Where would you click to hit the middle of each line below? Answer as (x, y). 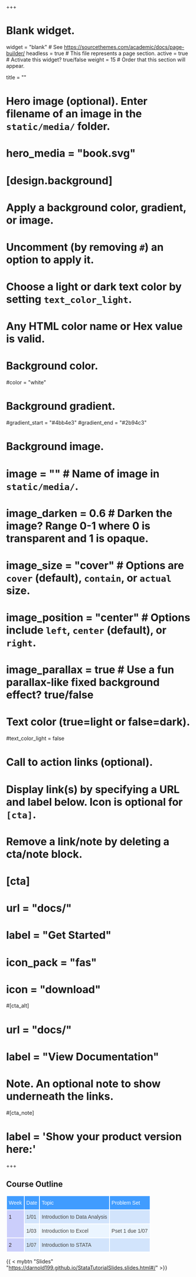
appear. (15, 66)
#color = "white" (26, 383)
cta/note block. (44, 854)
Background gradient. (61, 406)
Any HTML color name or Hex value (94, 326)
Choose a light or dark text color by (94, 287)
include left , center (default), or (86, 630)
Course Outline (35, 1184)
